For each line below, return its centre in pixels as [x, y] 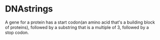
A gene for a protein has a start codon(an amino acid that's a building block [80, 22]
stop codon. [17, 32]
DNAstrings [29, 9]
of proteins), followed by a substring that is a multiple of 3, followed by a [77, 27]
